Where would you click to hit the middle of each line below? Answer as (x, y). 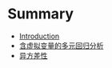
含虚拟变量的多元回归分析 (61, 46)
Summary (40, 14)
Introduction (39, 36)
